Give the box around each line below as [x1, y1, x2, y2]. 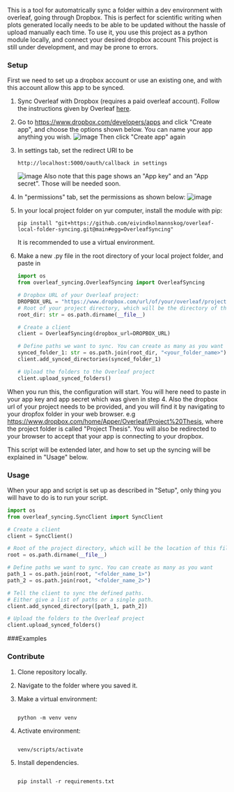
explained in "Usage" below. [7, 452, 88, 461]
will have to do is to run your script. [7, 493, 108, 501]
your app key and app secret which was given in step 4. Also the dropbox [7, 395, 218, 403]
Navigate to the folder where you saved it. [17, 681, 138, 690]
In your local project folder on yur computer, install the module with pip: [17, 206, 223, 215]
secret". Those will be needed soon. [17, 179, 121, 188]
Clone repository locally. [17, 667, 88, 676]
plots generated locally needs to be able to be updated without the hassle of [7, 21, 226, 29]
